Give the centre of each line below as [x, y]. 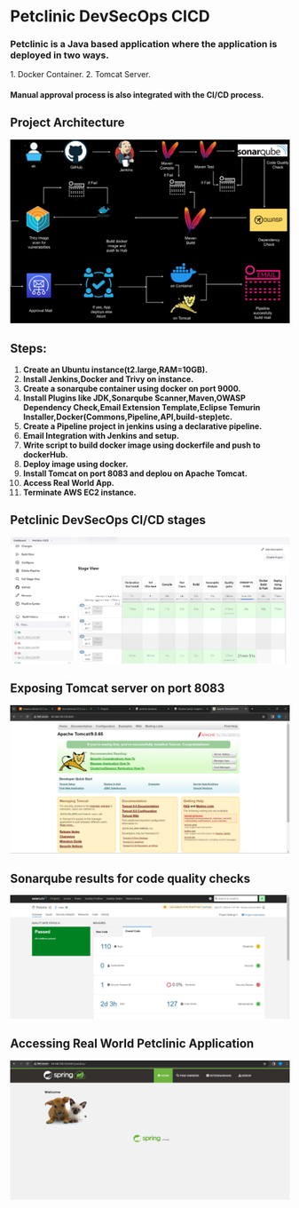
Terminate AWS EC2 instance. [79, 492]
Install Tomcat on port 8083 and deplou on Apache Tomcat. [135, 473]
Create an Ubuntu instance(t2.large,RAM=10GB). [115, 370]
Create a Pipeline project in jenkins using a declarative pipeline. [142, 426]
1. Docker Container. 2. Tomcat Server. [80, 75]
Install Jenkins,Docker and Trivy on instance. [108, 378]
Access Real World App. [68, 482]
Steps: [28, 348]
